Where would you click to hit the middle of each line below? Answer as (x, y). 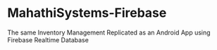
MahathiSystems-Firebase (87, 13)
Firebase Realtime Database (48, 39)
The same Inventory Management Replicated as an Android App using (109, 32)
